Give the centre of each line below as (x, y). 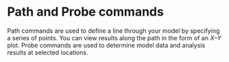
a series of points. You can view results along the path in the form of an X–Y (114, 37)
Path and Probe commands (86, 12)
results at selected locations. (48, 52)
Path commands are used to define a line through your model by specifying (113, 31)
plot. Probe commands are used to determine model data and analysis (106, 45)
